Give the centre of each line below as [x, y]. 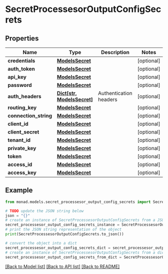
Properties [22, 38]
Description [115, 52]
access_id [20, 164]
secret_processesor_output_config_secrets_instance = [62, 225]
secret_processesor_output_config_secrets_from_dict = [63, 257]
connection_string [30, 116]
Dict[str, [67, 93]
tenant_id [19, 140]
